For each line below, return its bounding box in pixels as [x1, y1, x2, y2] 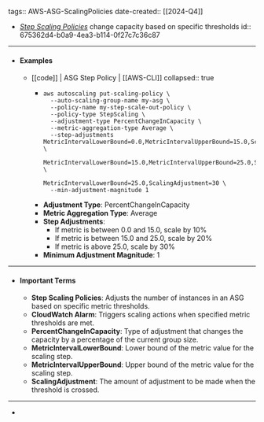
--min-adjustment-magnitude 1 [49, 187, 149, 194]
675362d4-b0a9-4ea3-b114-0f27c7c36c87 [19, 31, 161, 39]
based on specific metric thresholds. [31, 302, 151, 311]
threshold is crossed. [31, 385, 100, 394]
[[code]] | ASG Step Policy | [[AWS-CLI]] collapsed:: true [31, 73, 214, 83]
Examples [19, 55, 53, 65]
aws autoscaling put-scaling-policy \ [42, 90, 170, 98]
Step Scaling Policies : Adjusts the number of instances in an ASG [31, 293, 245, 302]
